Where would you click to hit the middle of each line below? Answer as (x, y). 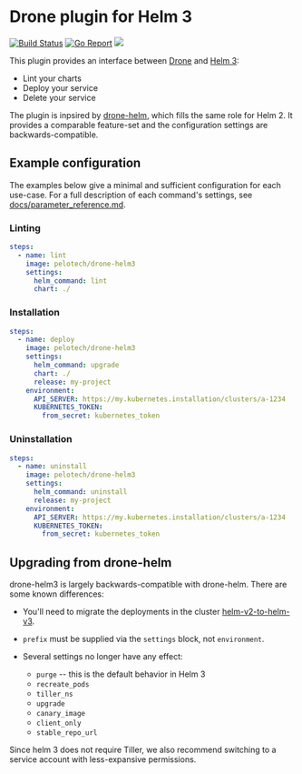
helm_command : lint (70, 281)
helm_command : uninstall (80, 492)
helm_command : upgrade (76, 366)
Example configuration (75, 163)
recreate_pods (63, 685)
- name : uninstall (53, 467)
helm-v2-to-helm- (256, 612)
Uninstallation (41, 439)
